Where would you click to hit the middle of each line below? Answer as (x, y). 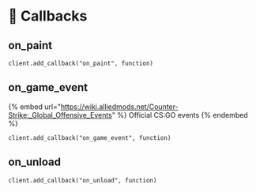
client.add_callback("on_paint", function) (81, 63)
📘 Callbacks (48, 16)
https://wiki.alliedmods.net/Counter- (120, 107)
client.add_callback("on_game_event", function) (90, 137)
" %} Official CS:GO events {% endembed (180, 115)
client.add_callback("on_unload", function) (83, 180)
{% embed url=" (35, 107)
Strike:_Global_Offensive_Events (60, 115)
